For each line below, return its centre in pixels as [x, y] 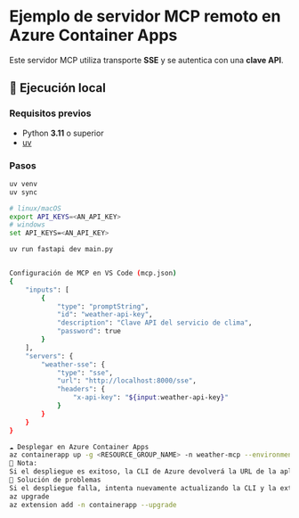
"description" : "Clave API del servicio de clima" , [154, 323]
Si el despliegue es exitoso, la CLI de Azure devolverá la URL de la [143, 472]
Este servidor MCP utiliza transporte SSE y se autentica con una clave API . [146, 60]
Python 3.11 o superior [63, 133]
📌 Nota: [24, 464]
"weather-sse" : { [73, 364]
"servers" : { [49, 356]
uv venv [24, 184]
